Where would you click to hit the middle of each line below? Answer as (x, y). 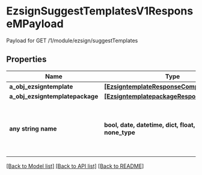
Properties (26, 59)
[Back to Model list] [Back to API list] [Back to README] (75, 166)
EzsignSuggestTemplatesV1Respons (100, 11)
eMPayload (35, 24)
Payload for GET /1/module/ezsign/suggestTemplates (72, 40)
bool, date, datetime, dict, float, (150, 124)
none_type (120, 132)
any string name (33, 129)
